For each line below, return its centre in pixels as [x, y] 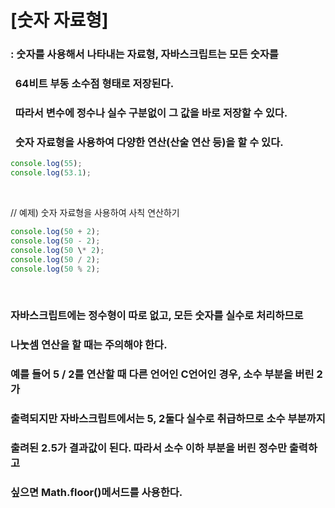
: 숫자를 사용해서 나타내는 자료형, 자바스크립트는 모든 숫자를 [144, 54]
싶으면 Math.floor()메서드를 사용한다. [96, 492]
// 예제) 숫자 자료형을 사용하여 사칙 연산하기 [95, 212]
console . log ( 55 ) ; [46, 164]
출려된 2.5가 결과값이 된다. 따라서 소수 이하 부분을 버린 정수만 [148, 448]
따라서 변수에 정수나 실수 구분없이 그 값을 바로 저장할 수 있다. [151, 113]
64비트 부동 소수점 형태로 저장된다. [94, 84]
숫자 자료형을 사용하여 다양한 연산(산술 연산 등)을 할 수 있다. [149, 142]
